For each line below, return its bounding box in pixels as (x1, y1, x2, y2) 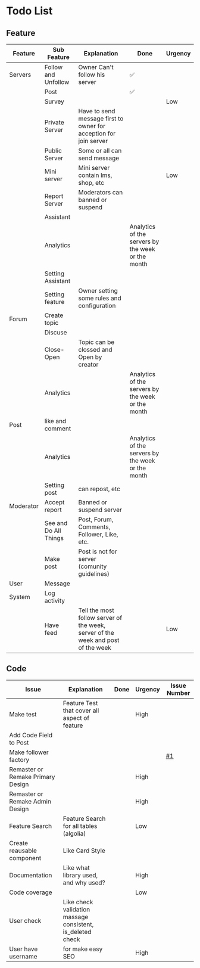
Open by (78, 353, 102, 361)
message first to (78, 114, 124, 123)
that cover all (62, 706, 99, 715)
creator (78, 361, 99, 368)
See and (44, 519, 68, 527)
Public (44, 147, 62, 154)
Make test (9, 710, 37, 718)
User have (9, 945, 38, 953)
